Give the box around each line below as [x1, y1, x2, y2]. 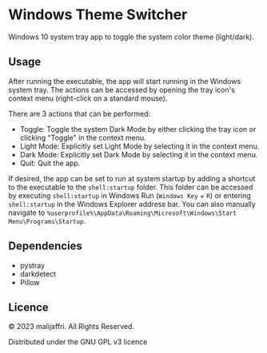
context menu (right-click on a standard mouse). [8, 93, 168, 103]
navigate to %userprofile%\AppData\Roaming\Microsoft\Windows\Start [8, 208, 237, 217]
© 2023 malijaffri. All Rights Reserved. [8, 322, 134, 331]
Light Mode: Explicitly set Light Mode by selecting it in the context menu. [19, 141, 260, 151]
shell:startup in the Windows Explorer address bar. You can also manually [8, 199, 256, 208]
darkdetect [19, 269, 57, 279]
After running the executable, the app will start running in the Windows [8, 76, 241, 85]
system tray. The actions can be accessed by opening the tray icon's [8, 85, 236, 94]
